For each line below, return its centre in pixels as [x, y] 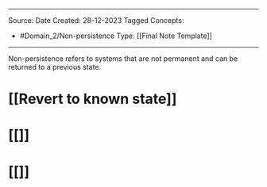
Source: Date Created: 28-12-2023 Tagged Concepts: [96, 20]
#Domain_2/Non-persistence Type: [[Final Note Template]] [116, 36]
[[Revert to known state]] [93, 99]
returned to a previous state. [55, 67]
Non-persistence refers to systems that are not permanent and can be [123, 59]
